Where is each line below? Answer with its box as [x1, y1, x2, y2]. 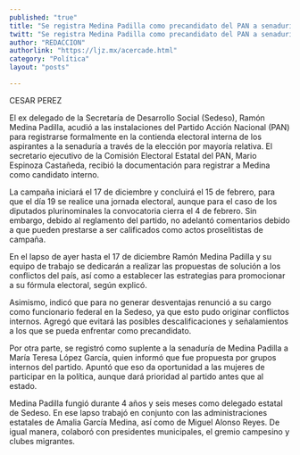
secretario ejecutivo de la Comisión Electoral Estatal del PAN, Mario [9, 150, 257, 161]
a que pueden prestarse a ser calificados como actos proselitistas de [9, 224, 263, 235]
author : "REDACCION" [9, 37, 87, 47]
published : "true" [9, 12, 78, 22]
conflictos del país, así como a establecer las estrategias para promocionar [9, 269, 286, 281]
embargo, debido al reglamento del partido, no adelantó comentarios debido [9, 215, 290, 226]
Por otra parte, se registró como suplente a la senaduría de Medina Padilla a [9, 343, 288, 353]
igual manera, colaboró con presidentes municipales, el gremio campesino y [9, 426, 290, 437]
